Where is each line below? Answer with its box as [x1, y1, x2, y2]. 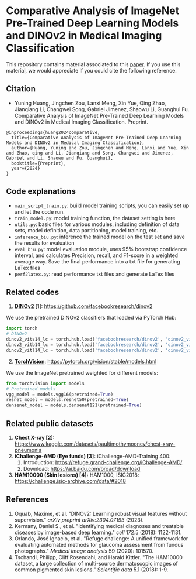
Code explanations [6, 186, 76, 197]
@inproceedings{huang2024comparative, [6, 129, 100, 135]
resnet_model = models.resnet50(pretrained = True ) [6, 397, 129, 403]
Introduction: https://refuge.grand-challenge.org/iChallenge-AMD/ [23, 458, 183, 466]
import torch [6, 326, 38, 331]
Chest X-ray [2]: [14, 434, 55, 441]
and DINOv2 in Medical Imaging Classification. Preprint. [14, 118, 149, 125]
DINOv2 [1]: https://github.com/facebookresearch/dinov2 [14, 303, 153, 310]
